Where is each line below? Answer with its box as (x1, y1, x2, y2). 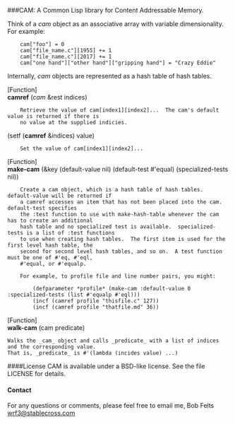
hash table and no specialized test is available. (20, 223, 172, 230)
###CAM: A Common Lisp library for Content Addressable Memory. (7, 6, 204, 14)
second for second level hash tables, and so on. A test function (20, 248, 222, 255)
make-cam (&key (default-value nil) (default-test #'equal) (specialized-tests (7, 165, 229, 173)
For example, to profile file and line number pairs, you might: (20, 273, 217, 280)
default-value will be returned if (7, 192, 112, 199)
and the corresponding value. (7, 343, 97, 351)
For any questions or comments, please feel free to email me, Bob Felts (7, 401, 215, 410)
